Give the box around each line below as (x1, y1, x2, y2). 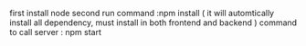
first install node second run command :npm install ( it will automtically (9, 8, 275, 18)
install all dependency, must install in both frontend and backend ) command (9, 17, 298, 28)
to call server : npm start (9, 27, 102, 37)
